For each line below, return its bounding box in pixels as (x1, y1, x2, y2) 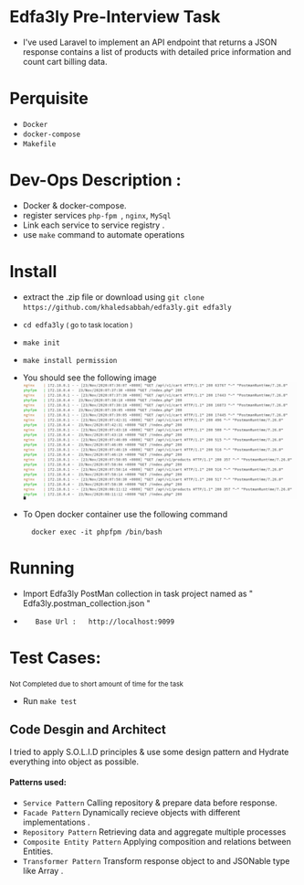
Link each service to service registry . (22, 219, 165, 230)
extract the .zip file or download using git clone (22, 291, 205, 303)
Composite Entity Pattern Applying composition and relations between (22, 837, 292, 848)
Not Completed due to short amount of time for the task (9, 679, 184, 688)
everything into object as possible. (9, 756, 140, 767)
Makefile (22, 139, 57, 148)
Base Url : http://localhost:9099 (35, 617, 175, 627)
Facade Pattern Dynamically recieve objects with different (22, 807, 241, 818)
